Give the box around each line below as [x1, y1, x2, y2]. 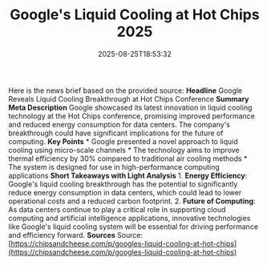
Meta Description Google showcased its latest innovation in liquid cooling [8, 102, 253, 112]
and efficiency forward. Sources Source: [8, 230, 143, 239]
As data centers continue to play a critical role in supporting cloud [8, 204, 226, 214]
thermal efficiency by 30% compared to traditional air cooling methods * [8, 154, 248, 163]
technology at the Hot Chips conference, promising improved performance [8, 110, 255, 121]
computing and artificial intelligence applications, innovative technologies [8, 213, 251, 223]
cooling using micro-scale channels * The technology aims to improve [8, 145, 241, 155]
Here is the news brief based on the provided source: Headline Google [8, 86, 243, 95]
